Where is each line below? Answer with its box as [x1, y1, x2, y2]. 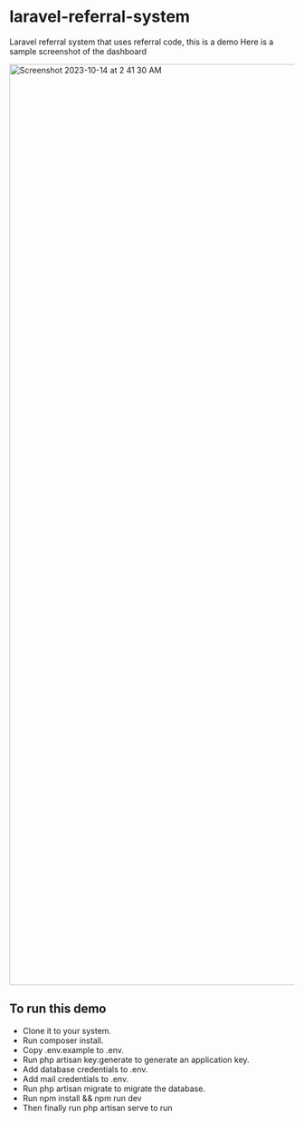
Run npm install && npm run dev [22, 1092, 142, 1103]
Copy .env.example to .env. [22, 1044, 125, 1055]
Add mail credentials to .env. [22, 1073, 129, 1084]
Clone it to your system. [22, 1025, 111, 1036]
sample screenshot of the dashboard [9, 45, 147, 56]
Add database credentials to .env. [22, 1063, 148, 1075]
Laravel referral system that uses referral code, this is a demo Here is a [9, 36, 274, 47]
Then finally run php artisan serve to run [22, 1102, 174, 1113]
